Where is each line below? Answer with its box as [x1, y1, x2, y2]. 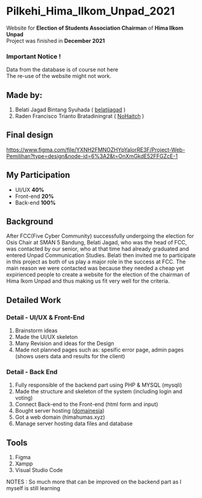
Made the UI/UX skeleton [15, 333, 78, 341]
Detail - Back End [6, 368, 58, 376]
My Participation [6, 170, 71, 180]
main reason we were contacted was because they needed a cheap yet [6, 264, 184, 272]
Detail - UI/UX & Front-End [6, 313, 85, 321]
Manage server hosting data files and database [15, 420, 133, 427]
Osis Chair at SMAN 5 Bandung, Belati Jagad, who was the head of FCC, [6, 239, 187, 246]
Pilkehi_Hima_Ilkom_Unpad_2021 [6, 4, 175, 18]
